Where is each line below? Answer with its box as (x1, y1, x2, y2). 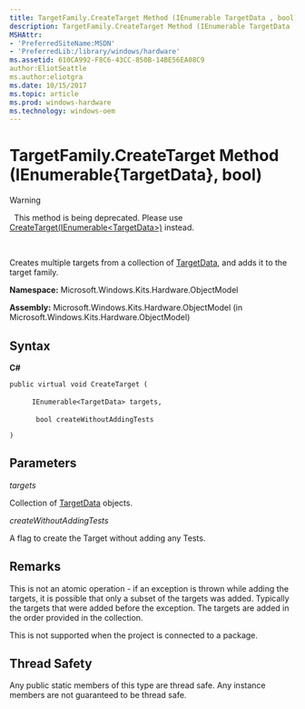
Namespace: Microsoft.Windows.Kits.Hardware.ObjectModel (9, 285, 239, 295)
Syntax (9, 338, 51, 354)
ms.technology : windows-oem (9, 106, 116, 115)
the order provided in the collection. (9, 612, 143, 623)
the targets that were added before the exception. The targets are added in (9, 602, 290, 614)
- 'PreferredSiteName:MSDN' (9, 38, 116, 48)
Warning (9, 195, 41, 205)
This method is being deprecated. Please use (13, 213, 183, 224)
